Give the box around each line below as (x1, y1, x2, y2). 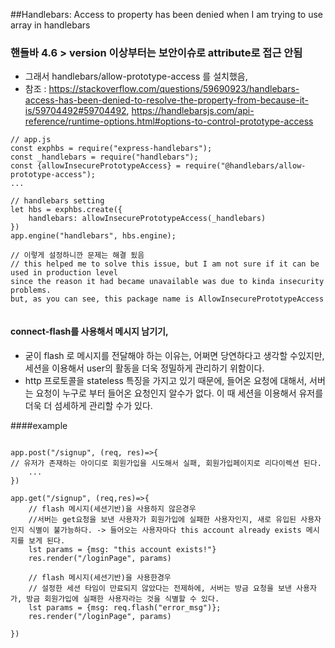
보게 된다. (28, 535, 66, 546)
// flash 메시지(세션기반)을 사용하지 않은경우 (28, 504, 197, 514)
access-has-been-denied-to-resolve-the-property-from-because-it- (24, 94, 309, 106)
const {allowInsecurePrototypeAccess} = (10, 161, 182, 171)
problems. (10, 285, 52, 296)
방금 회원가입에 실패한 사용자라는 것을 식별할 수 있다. (26, 594, 220, 604)
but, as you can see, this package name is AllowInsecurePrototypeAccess (10, 294, 325, 304)
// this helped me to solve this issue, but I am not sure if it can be (10, 259, 320, 269)
